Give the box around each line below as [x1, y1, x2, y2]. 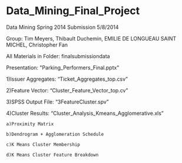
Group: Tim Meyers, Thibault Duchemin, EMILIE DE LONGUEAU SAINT [6, 35, 177, 42]
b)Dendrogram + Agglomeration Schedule [6, 131, 104, 137]
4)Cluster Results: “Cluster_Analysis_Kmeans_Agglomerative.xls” [6, 109, 164, 117]
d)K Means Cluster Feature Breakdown [6, 152, 99, 158]
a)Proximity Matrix [6, 121, 54, 127]
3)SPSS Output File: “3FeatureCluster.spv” [6, 98, 109, 105]
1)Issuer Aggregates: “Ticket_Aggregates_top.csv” [6, 75, 128, 82]
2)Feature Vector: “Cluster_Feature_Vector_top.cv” [6, 87, 128, 94]
